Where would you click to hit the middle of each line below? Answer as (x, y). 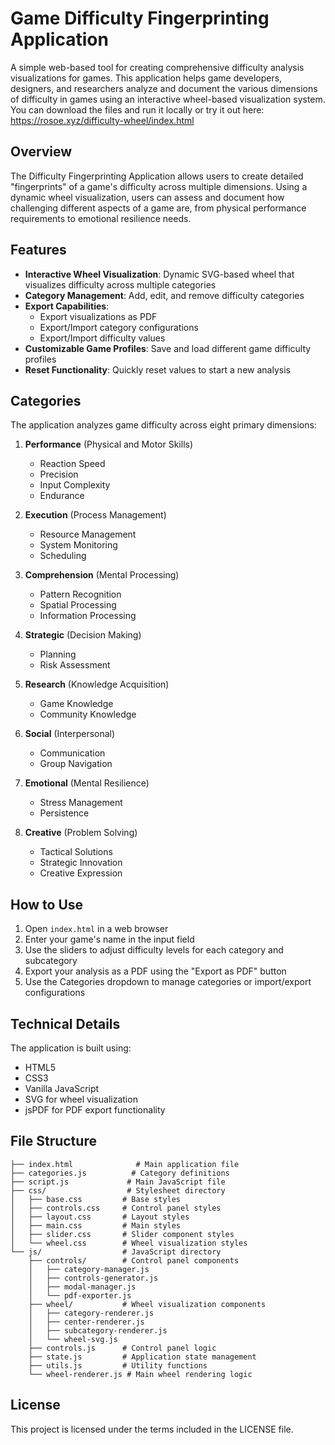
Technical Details (65, 1023)
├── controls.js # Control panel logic (122, 1348)
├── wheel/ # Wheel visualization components (147, 1304)
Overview (41, 152)
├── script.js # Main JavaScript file (118, 1182)
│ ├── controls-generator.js (93, 1278)
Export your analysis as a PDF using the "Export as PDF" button (155, 971)
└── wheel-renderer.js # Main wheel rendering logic (140, 1374)
